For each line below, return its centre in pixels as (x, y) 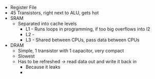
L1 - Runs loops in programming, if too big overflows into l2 (88, 29)
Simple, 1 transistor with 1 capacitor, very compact (71, 51)
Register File (23, 7)
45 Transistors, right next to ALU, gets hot (54, 13)
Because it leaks (43, 67)
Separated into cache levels (47, 23)
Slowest (26, 56)
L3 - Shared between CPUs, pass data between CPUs (82, 40)
